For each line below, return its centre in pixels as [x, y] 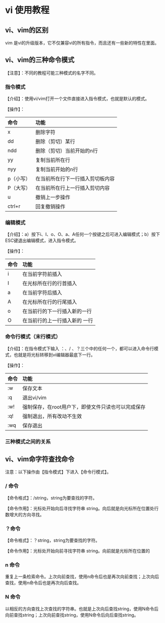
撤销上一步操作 [53, 197]
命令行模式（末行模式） [33, 337]
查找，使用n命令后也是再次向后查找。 [43, 583]
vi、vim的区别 [27, 30]
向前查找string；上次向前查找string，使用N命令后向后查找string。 [72, 615]
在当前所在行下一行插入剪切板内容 [75, 179]
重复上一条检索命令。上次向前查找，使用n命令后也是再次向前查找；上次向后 [82, 577]
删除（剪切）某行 [55, 142]
